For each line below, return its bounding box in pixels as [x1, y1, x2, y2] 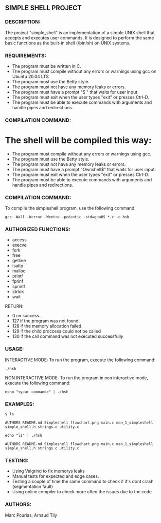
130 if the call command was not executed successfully [12, 333, 123, 339]
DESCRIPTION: [5, 19, 41, 25]
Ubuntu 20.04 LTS [12, 73, 49, 79]
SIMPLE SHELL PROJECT [5, 4, 82, 12]
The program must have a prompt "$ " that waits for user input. [12, 89, 139, 95]
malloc [12, 268, 26, 274]
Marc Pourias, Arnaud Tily [5, 512, 57, 518]
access [12, 237, 27, 243]
